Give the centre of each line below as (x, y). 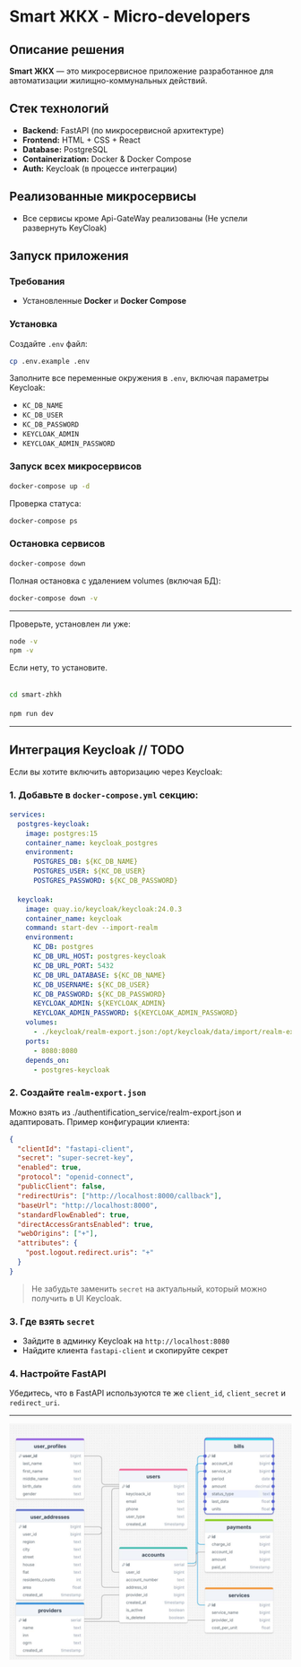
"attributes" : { (47, 1243)
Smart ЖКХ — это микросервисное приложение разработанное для (142, 71)
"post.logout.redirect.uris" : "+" (90, 1253)
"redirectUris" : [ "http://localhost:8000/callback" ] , (120, 1196)
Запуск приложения (69, 256)
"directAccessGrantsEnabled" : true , (86, 1224)
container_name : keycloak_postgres (92, 843)
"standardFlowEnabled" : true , (73, 1215)
